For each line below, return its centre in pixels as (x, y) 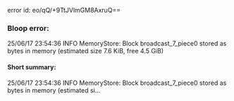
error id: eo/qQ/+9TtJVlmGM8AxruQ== (64, 10)
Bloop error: (28, 28)
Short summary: (32, 67)
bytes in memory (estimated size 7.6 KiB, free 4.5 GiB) (86, 51)
